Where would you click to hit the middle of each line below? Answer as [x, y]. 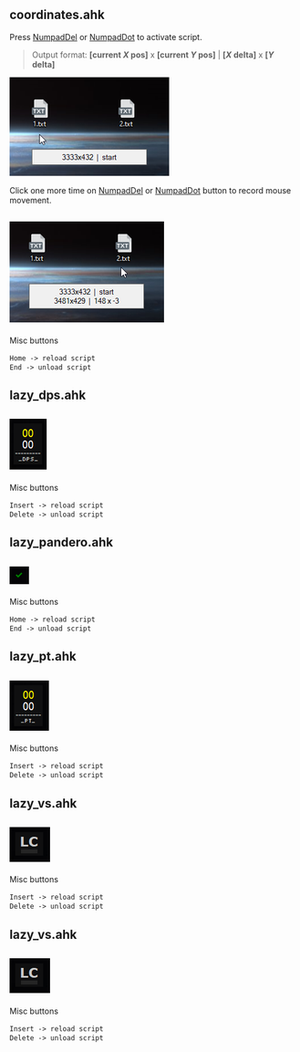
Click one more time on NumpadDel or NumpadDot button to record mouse [150, 190]
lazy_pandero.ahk [62, 542]
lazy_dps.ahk [48, 396]
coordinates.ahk [57, 15]
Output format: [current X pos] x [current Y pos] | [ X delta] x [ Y [153, 55]
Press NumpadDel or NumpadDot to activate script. [106, 36]
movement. [31, 200]
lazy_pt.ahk [43, 656]
